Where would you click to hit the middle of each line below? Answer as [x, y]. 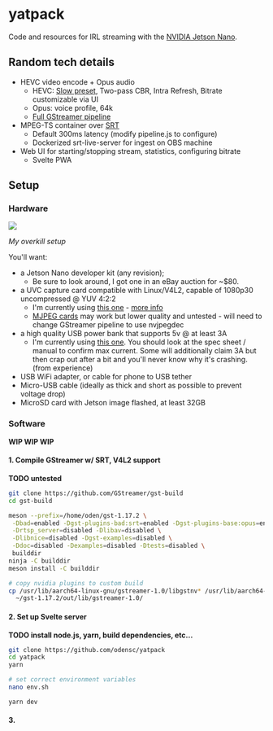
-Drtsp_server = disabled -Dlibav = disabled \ [87, 531]
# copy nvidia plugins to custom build [76, 583]
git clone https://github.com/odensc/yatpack [87, 650]
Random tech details [62, 62]
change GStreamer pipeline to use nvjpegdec [108, 325]
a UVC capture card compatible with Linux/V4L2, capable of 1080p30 [136, 291]
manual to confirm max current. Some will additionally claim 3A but [145, 351]
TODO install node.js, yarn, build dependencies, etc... [101, 635]
